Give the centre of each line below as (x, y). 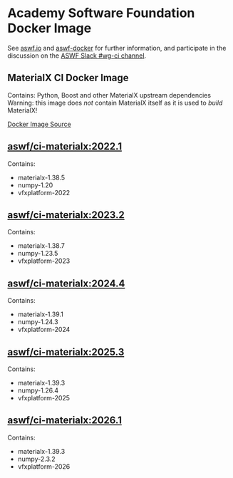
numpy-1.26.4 (38, 390)
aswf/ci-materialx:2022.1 (65, 146)
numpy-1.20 (35, 185)
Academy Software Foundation (101, 13)
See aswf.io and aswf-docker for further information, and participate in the (117, 48)
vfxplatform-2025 (43, 398)
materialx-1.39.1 (41, 314)
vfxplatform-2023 (44, 261)
